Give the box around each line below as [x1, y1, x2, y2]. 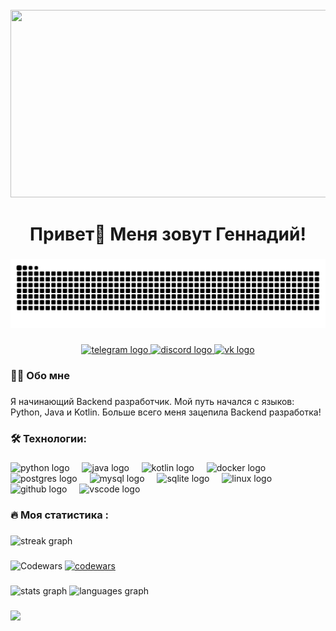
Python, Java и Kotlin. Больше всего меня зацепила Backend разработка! [10, 406, 322, 418]
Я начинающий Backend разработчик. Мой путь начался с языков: [10, 395, 295, 407]
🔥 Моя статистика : [10, 508, 110, 522]
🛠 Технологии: [10, 431, 87, 445]
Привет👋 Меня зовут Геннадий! [29, 223, 307, 246]
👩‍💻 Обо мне [10, 368, 71, 382]
